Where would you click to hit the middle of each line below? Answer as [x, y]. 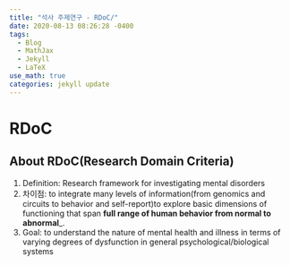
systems [38, 251]
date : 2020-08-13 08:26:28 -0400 [72, 26]
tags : [19, 34]
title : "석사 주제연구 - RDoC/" [64, 17]
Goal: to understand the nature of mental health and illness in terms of [151, 232]
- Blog [30, 43]
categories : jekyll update [60, 84]
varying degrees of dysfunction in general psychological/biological [145, 242]
